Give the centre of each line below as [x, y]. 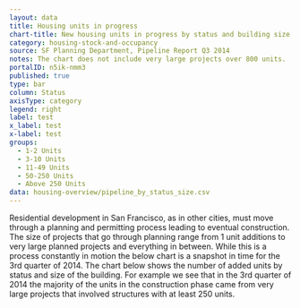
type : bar [28, 84]
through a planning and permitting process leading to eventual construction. [150, 227]
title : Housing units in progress [74, 26]
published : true [39, 76]
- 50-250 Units [46, 175]
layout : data [34, 17]
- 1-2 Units [40, 150]
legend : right [36, 109]
